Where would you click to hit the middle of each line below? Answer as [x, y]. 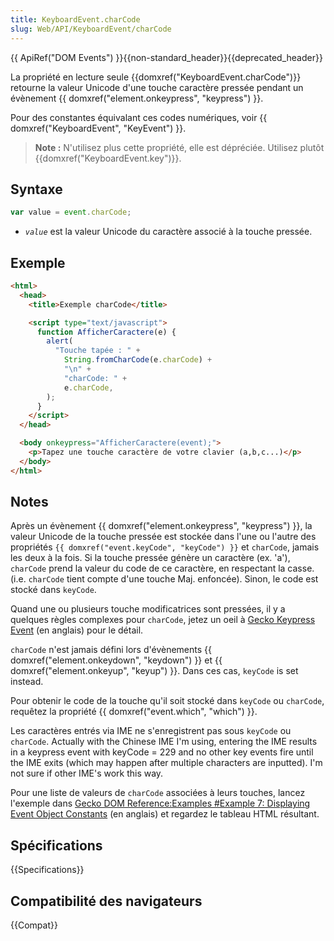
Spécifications [56, 845]
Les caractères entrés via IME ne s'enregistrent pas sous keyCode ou [151, 731]
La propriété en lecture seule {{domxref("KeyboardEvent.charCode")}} [156, 77]
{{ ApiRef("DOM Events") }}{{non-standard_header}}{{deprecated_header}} [166, 57]
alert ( [60, 341]
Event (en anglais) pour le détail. [77, 630]
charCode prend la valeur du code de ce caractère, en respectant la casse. [162, 568]
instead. [27, 682]
